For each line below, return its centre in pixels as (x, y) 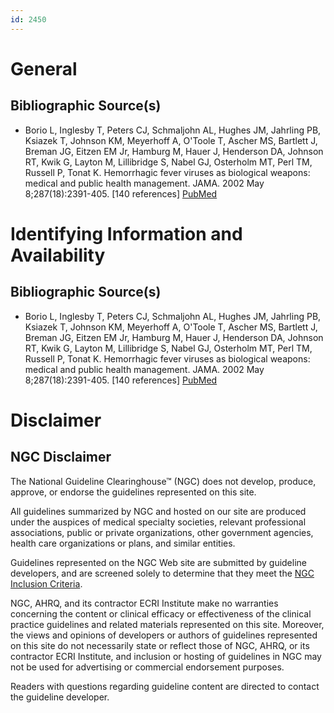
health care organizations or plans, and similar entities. (123, 543)
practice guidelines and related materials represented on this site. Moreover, (167, 624)
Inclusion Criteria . (46, 583)
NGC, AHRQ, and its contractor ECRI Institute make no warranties (144, 603)
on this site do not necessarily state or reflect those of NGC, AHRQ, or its (160, 645)
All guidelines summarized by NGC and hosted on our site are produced (158, 511)
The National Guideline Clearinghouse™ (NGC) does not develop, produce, (163, 481)
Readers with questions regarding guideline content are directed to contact (165, 686)
